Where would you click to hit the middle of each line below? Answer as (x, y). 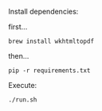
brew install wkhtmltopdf (51, 41)
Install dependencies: (43, 11)
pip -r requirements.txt (49, 71)
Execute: (23, 85)
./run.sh (23, 100)
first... (18, 27)
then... (19, 56)
